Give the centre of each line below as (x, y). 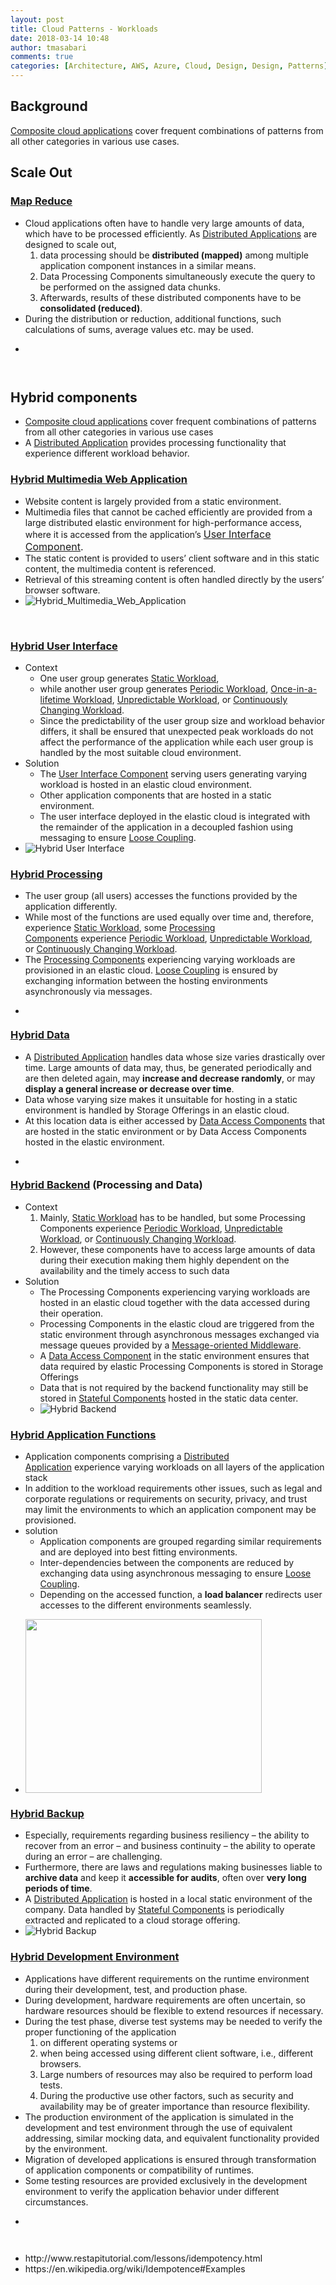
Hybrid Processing (56, 874)
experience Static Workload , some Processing (120, 928)
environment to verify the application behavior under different (152, 2191)
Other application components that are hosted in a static (155, 795)
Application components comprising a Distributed (127, 1457)
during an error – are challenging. (93, 1857)
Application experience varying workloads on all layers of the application (174, 1467)
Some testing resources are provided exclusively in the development (166, 2180)
